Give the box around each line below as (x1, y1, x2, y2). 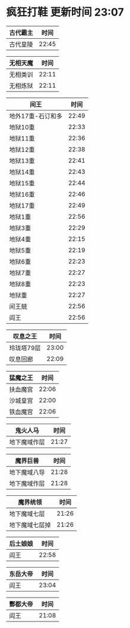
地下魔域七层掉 (9, 520, 52, 529)
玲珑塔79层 (9, 344, 41, 352)
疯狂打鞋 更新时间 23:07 (6, 5, 124, 19)
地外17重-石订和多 (9, 112, 63, 120)
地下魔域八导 (9, 468, 46, 476)
